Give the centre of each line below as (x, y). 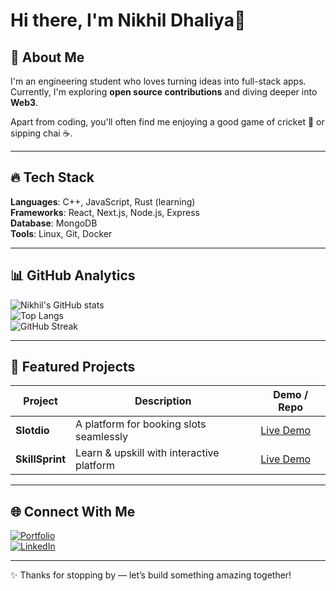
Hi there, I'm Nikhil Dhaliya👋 (128, 20)
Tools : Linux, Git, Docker (61, 233)
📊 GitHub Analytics (73, 275)
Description (163, 401)
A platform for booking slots (141, 424)
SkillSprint (41, 459)
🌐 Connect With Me (73, 511)
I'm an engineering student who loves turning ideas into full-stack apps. (158, 81)
